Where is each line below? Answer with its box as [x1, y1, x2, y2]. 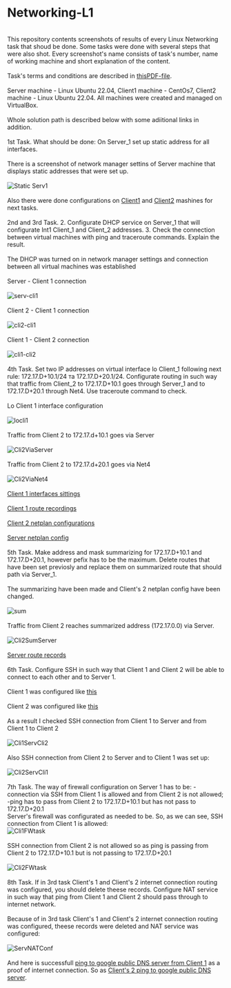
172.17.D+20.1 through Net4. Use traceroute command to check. [7, 386, 188, 395]
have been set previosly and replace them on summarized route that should [7, 562, 222, 571]
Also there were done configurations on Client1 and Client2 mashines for [7, 196, 213, 204]
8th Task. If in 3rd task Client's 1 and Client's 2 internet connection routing [7, 878, 218, 886]
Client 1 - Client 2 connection [7, 335, 90, 344]
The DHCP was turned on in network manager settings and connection [7, 255, 208, 263]
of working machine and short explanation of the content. [7, 57, 170, 65]
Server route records [7, 651, 67, 659]
